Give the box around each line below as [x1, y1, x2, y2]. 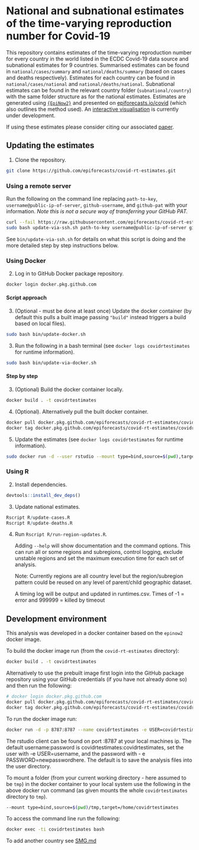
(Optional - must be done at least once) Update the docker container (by [14, 307, 192, 315]
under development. [6, 111, 56, 119]
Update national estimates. [14, 503, 81, 510]
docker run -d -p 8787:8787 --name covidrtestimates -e [6, 727, 147, 733]
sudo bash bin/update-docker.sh [6, 332, 86, 338]
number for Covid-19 [6, 30, 111, 43]
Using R [6, 467, 29, 476]
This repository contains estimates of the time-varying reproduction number [6, 49, 192, 56]
